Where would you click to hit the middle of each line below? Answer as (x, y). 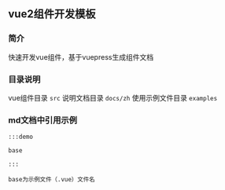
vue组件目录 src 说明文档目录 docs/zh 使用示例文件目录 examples (113, 97)
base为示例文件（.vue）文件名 (52, 180)
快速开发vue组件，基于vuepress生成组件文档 (81, 57)
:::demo (21, 137)
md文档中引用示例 (42, 120)
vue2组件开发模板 (52, 14)
